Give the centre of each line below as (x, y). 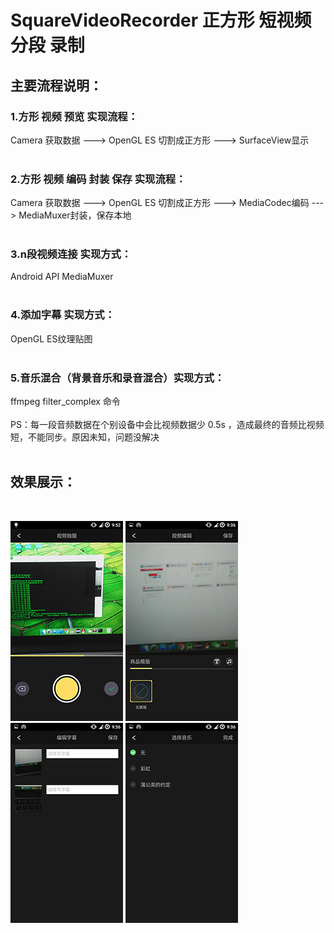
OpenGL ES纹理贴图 (51, 338)
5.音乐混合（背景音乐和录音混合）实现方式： (117, 378)
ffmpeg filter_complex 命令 (65, 402)
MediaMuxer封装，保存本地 (75, 215)
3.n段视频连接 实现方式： (71, 254)
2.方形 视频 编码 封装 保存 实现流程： (98, 179)
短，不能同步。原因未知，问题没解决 (85, 437)
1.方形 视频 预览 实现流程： (74, 116)
